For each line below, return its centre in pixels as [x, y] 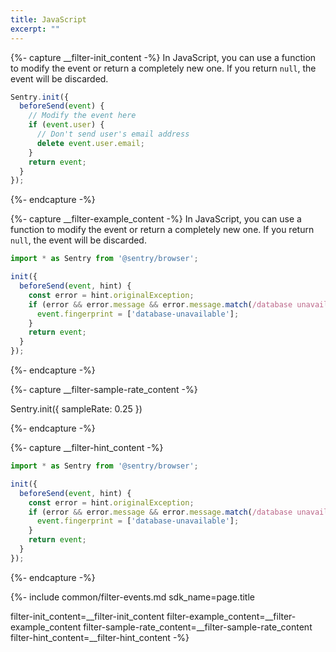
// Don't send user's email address [113, 134]
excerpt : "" [35, 29]
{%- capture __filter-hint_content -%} [87, 447]
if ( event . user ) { [66, 125]
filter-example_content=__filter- [231, 616]
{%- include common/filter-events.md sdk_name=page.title [132, 597]
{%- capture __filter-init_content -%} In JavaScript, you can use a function [163, 57]
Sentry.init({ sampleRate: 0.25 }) [76, 409]
